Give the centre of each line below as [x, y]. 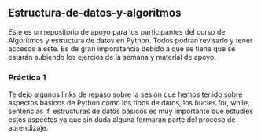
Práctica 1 [27, 77]
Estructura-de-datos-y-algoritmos [95, 13]
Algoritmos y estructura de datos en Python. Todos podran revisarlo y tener [130, 40]
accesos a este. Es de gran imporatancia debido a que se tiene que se [122, 48]
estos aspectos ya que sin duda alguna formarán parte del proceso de [122, 120]
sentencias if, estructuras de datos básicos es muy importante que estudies [131, 111]
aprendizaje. [28, 128]
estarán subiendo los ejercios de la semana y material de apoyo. [112, 57]
